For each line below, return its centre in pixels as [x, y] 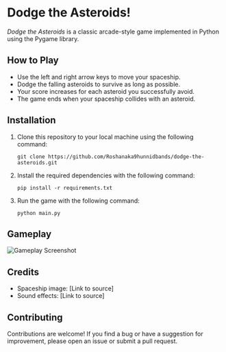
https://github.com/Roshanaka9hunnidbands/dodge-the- [126, 156]
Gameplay [29, 234]
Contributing [35, 317]
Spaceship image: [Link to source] [65, 288]
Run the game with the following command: [78, 201]
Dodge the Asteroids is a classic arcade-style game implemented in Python [113, 32]
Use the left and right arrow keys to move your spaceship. [99, 77]
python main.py [39, 213]
